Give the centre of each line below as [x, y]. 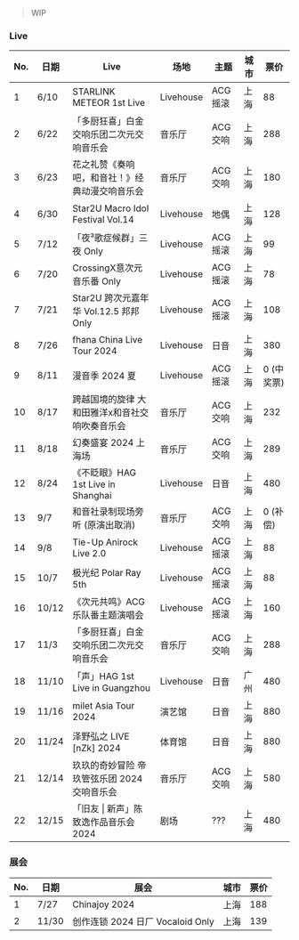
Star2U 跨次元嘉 [106, 298]
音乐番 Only [97, 281]
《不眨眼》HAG [104, 473]
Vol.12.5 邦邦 [111, 312]
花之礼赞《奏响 [104, 165]
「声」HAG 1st [104, 677]
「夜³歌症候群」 [106, 238]
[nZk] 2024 [97, 749]
